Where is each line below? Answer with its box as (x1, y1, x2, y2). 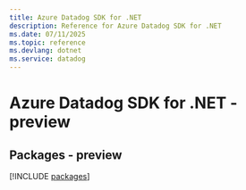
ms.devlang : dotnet (9, 46, 82, 55)
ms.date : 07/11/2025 (9, 29, 87, 38)
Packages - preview (9, 147, 123, 162)
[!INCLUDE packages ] (9, 171, 90, 181)
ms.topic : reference (9, 37, 87, 47)
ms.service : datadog (9, 54, 87, 63)
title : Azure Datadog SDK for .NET (9, 12, 142, 22)
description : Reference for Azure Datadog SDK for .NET (9, 21, 222, 30)
